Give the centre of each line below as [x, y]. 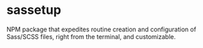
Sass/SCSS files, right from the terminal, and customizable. [91, 36]
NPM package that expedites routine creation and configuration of [101, 29]
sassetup [34, 10]
